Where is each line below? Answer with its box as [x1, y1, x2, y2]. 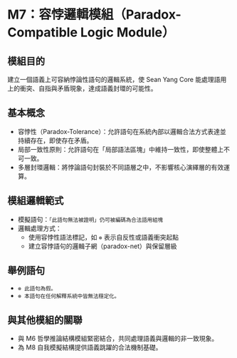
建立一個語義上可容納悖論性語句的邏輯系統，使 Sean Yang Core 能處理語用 [7, 76, 227, 83]
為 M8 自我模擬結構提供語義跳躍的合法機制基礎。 [17, 343, 162, 352]
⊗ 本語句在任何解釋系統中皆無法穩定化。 [17, 293, 120, 300]
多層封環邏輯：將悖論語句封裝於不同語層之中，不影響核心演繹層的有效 [17, 163, 224, 171]
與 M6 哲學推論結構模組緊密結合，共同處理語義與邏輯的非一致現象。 [17, 334, 218, 343]
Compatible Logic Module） [7, 24, 176, 41]
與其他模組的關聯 [7, 314, 83, 326]
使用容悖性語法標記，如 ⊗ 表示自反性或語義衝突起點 [28, 232, 179, 241]
